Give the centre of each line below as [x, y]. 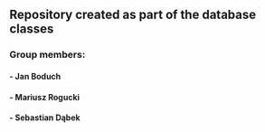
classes [32, 29]
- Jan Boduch [35, 76]
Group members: [47, 55]
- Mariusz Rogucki [44, 97]
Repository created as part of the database [132, 15]
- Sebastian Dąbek [45, 118]
